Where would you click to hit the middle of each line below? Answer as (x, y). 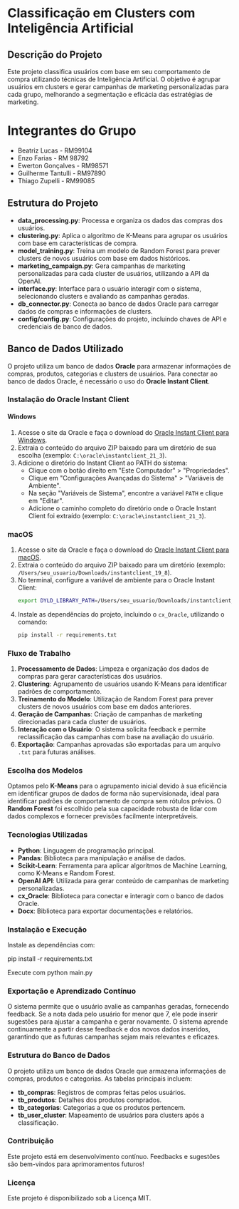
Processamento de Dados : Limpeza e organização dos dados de (113, 669)
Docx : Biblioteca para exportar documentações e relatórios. (105, 911)
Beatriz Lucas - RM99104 (55, 150)
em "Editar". (46, 500)
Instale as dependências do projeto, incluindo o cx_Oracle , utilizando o (121, 614)
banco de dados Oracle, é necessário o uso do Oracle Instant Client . (108, 381)
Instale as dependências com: (51, 945)
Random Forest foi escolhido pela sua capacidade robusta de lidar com (112, 809)
